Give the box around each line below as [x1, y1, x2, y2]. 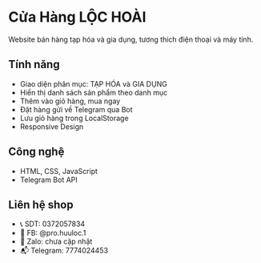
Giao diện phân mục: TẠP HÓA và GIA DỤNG [19, 79, 168, 88]
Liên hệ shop [8, 197, 74, 212]
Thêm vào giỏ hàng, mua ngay [19, 96, 121, 106]
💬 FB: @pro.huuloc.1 [19, 229, 86, 238]
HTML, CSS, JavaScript [19, 166, 98, 176]
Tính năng [8, 58, 60, 71]
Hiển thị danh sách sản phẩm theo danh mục [19, 87, 168, 97]
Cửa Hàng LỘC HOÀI [8, 8, 147, 26]
